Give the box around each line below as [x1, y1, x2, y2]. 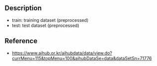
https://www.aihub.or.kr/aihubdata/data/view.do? [11, 50, 112, 56]
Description [4, 4, 42, 12]
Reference [4, 37, 38, 45]
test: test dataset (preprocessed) [11, 22, 79, 28]
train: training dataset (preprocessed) [11, 17, 89, 23]
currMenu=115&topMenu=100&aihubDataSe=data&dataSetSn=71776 [11, 55, 152, 61]
